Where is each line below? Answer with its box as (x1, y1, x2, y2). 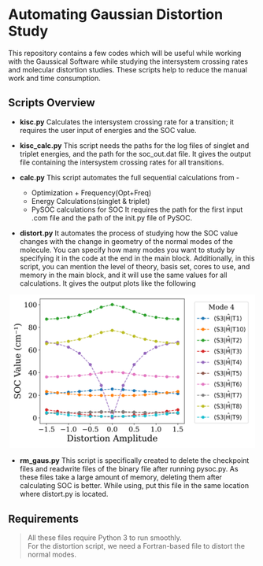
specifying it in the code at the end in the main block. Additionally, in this (19, 253, 255, 263)
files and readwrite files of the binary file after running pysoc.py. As (19, 464, 239, 474)
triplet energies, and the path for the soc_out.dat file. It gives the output (19, 149, 251, 158)
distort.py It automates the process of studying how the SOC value (19, 228, 239, 238)
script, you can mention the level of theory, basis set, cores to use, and (19, 261, 250, 271)
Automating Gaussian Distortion (8, 6, 223, 24)
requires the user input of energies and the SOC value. (19, 125, 197, 135)
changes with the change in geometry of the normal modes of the (19, 236, 234, 246)
